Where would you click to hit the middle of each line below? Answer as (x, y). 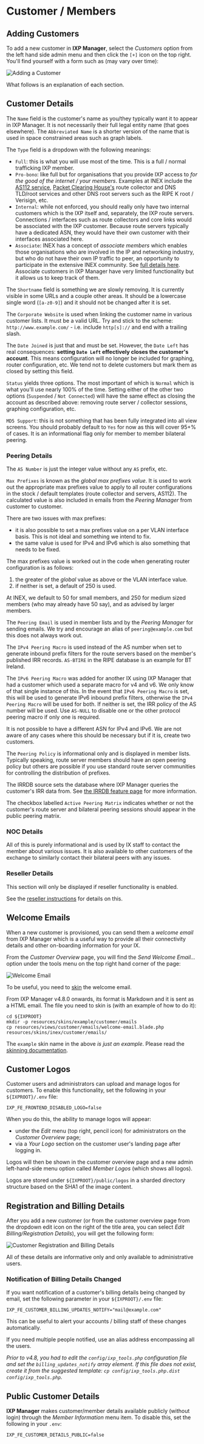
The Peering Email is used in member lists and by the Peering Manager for (100, 623)
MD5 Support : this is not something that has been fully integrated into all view (102, 420)
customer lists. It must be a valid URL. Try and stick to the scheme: (90, 320)
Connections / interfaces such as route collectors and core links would (104, 219)
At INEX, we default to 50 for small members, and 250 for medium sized (96, 598)
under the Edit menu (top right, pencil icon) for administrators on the (100, 1131)
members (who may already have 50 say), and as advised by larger (90, 604)
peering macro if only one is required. (53, 717)
